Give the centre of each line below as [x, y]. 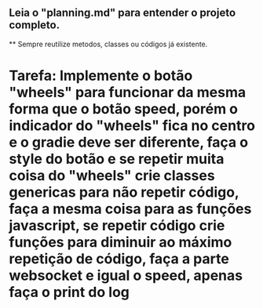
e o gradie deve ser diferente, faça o [129, 142]
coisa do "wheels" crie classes [112, 176]
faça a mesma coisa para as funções [130, 209]
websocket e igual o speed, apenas [126, 275]
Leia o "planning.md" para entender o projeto [122, 13]
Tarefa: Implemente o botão [101, 76]
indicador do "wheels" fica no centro [132, 125]
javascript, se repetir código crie [117, 226]
